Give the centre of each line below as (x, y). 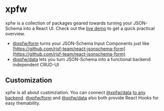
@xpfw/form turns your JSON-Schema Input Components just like (81, 43)
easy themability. (23, 103)
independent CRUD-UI (36, 64)
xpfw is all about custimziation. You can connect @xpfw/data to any (75, 92)
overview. (15, 33)
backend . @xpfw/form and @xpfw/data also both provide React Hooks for (82, 97)
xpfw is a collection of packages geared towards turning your (69, 23)
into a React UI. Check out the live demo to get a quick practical (89, 28)
